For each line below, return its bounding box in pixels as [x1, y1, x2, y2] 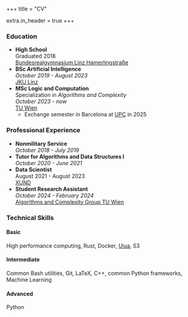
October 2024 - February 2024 [15, 191, 94, 199]
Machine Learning [6, 276, 52, 283]
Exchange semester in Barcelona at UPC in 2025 [24, 111, 147, 118]
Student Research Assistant [15, 185, 89, 193]
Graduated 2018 [15, 52, 56, 60]
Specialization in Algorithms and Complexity [15, 91, 127, 99]
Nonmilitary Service [15, 140, 68, 147]
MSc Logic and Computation [15, 85, 90, 92]
